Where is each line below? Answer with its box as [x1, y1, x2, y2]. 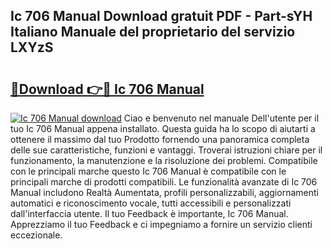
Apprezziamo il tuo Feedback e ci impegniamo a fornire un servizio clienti [10, 219, 313, 230]
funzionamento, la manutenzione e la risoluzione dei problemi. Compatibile [10, 155, 318, 166]
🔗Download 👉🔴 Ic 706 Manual [10, 80, 205, 98]
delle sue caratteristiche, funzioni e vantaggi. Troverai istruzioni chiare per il [10, 144, 323, 156]
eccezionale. [10, 229, 63, 241]
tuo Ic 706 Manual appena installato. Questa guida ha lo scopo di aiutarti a [10, 123, 316, 134]
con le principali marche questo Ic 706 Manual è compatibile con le [10, 165, 287, 177]
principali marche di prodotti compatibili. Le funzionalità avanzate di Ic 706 [10, 176, 318, 188]
